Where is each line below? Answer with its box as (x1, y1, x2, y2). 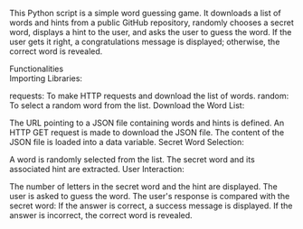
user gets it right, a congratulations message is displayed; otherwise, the (9, 36, 280, 47)
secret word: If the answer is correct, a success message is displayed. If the (9, 200, 293, 211)
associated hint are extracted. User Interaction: (9, 164, 185, 174)
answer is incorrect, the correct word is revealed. (9, 210, 193, 220)
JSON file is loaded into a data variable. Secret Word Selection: (9, 137, 244, 147)
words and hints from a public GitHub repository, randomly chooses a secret (9, 17, 294, 28)
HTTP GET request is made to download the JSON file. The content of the (9, 127, 285, 138)
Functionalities (9, 63, 64, 74)
